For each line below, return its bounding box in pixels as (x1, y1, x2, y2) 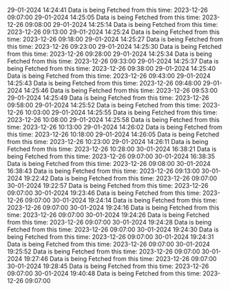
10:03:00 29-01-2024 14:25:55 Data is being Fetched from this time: (25, 108, 218, 116)
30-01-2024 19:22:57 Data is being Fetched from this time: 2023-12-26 (7, 182, 209, 189)
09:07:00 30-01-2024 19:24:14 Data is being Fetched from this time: (25, 196, 218, 204)
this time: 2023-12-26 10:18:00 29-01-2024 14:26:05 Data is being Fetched (7, 130, 220, 138)
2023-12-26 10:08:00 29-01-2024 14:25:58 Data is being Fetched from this (7, 116, 220, 123)
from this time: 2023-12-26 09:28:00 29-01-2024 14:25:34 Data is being (7, 50, 212, 58)
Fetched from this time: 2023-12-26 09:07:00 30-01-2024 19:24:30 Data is (7, 225, 219, 234)
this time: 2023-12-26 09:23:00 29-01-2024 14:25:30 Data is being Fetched (7, 43, 222, 50)
